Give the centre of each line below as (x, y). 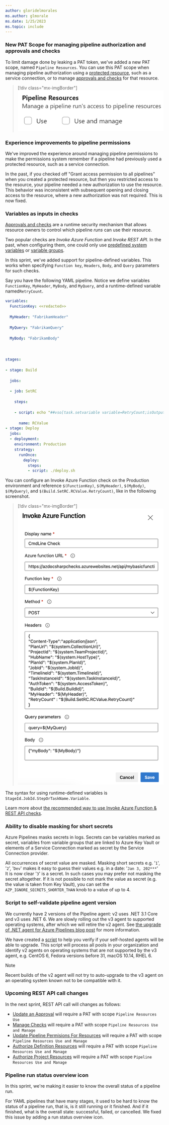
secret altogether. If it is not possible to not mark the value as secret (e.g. (81, 879)
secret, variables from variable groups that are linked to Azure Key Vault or (82, 842)
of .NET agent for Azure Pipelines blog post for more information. (73, 929)
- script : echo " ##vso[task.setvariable (57, 412)
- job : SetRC (23, 391)
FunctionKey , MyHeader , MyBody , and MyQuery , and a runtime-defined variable (83, 286)
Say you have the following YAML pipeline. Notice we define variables (77, 280)
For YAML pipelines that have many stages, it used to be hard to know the (81, 1101)
